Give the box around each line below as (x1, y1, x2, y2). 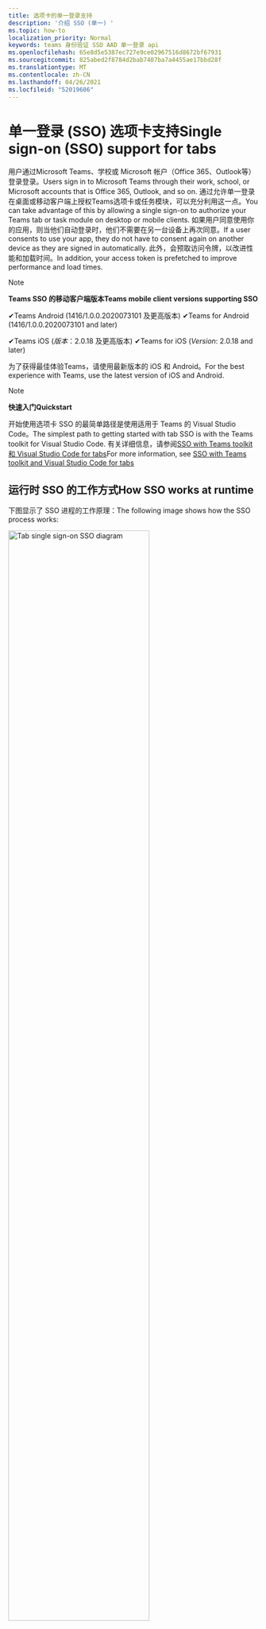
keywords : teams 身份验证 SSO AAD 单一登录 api (8, 41, 159, 49)
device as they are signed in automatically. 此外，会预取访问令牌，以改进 (8, 243, 247, 253)
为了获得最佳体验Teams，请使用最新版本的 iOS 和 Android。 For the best (8, 362, 245, 371)
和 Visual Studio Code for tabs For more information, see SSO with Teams (8, 449, 247, 459)
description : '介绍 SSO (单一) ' (8, 19, 114, 27)
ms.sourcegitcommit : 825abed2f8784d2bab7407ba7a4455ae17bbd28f (8, 56, 222, 64)
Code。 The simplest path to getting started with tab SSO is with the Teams (8, 429, 253, 439)
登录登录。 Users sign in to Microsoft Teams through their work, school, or (8, 176, 250, 187)
